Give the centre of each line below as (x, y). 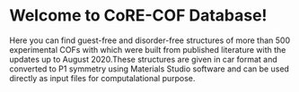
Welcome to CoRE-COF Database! (138, 16)
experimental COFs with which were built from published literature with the (148, 49)
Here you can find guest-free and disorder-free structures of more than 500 (150, 40)
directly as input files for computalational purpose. (102, 78)
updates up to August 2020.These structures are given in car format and (144, 59)
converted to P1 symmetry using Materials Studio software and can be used (149, 69)
